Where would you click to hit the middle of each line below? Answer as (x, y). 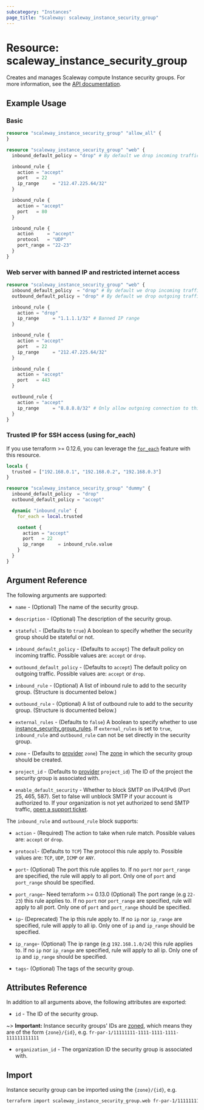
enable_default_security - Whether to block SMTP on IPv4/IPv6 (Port (103, 789)
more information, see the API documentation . (64, 84)
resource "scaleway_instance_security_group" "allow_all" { (84, 133)
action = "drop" (38, 313)
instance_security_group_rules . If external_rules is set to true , (93, 728)
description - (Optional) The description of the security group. (93, 619)
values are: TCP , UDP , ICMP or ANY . (55, 858)
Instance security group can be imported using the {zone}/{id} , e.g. (92, 1090)
